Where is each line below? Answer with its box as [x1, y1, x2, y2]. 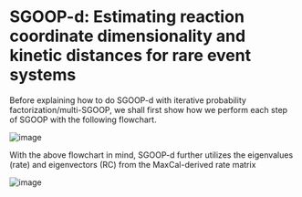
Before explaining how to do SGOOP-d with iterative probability [9, 94, 246, 106]
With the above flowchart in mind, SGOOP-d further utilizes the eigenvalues [9, 149, 294, 161]
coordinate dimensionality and [9, 26, 246, 47]
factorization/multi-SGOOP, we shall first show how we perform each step [9, 104, 288, 115]
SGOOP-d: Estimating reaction [9, 6, 245, 27]
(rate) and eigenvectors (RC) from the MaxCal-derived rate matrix [9, 159, 256, 170]
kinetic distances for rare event [9, 46, 252, 66]
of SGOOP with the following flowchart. [9, 114, 157, 125]
